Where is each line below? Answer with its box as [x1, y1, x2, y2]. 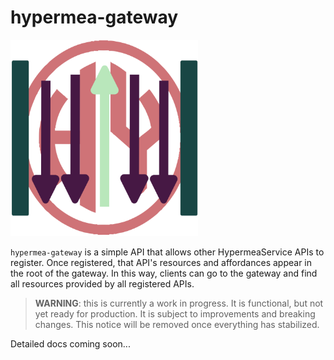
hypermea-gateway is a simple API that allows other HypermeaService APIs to [10, 246, 325, 258]
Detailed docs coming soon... [10, 337, 131, 350]
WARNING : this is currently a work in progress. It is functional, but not [34, 297, 324, 309]
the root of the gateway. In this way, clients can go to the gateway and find [10, 267, 318, 279]
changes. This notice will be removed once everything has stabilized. [34, 318, 320, 330]
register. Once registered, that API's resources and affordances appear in [10, 256, 313, 268]
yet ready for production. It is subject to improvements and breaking [34, 307, 316, 320]
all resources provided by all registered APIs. [10, 277, 195, 290]
